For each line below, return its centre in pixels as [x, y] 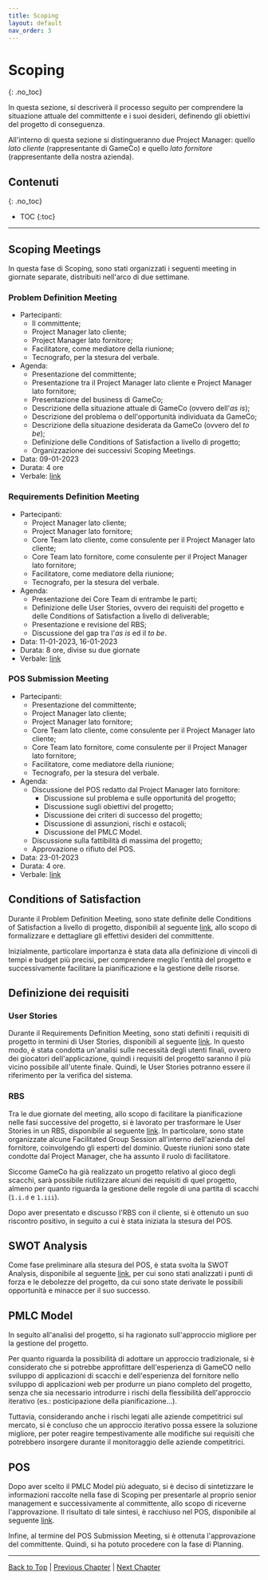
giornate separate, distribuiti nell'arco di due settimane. [99, 277]
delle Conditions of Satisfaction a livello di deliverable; [120, 616]
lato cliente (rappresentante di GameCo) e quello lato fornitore [110, 148]
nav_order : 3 [30, 30]
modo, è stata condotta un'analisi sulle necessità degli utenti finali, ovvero [130, 1050]
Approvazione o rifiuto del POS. [83, 849]
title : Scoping [33, 16]
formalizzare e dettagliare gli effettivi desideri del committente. [111, 935]
